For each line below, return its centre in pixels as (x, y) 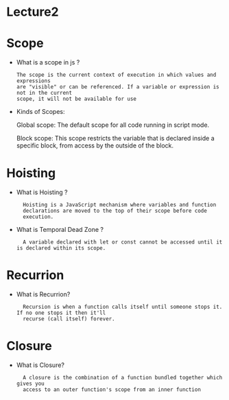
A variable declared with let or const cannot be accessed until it (123, 242)
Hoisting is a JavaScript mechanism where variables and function (120, 205)
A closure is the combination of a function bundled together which (123, 377)
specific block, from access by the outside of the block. (95, 145)
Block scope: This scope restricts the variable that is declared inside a (116, 139)
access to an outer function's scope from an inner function (112, 389)
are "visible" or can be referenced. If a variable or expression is (118, 87)
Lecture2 (33, 12)
